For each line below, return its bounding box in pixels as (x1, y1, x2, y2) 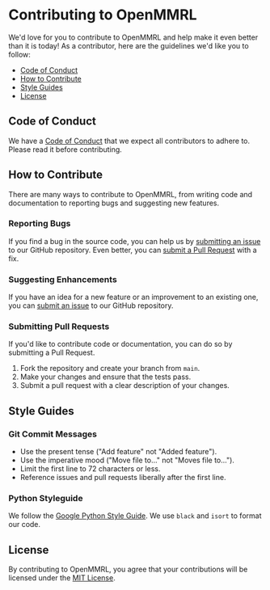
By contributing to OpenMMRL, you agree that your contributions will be (8, 564, 248, 575)
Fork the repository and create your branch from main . (19, 364, 200, 373)
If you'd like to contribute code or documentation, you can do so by (8, 339, 233, 349)
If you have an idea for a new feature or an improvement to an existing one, (8, 293, 259, 302)
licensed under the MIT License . (8, 573, 116, 583)
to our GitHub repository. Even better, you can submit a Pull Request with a (8, 245, 257, 255)
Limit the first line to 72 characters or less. (19, 464, 161, 474)
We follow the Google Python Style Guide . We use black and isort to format (8, 511, 262, 520)
